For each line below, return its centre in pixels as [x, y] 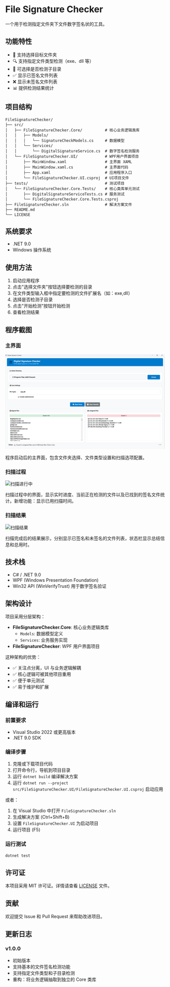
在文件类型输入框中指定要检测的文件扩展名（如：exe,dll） [73, 293]
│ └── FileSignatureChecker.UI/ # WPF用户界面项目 [72, 156]
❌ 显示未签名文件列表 [35, 82]
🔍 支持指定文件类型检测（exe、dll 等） [53, 61]
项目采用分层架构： [25, 617]
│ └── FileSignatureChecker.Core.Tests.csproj [62, 199]
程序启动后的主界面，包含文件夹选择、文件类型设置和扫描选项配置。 [76, 458]
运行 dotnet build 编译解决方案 [45, 777]
